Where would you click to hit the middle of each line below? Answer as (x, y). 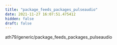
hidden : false (20, 19)
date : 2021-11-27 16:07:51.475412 (41, 14)
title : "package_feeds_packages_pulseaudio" (51, 10)
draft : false (18, 23)
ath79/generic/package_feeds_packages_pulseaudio (58, 37)
